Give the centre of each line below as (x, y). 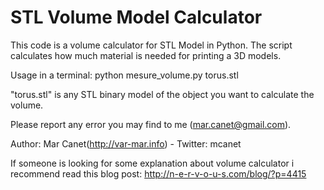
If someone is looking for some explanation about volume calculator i (152, 163)
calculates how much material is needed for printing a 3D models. (146, 55)
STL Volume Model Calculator (136, 17)
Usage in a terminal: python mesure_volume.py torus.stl (124, 75)
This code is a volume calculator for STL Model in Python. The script (151, 45)
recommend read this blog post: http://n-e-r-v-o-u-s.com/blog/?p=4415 (158, 173)
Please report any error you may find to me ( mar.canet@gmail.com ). (151, 124)
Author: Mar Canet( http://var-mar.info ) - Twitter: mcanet (126, 143)
